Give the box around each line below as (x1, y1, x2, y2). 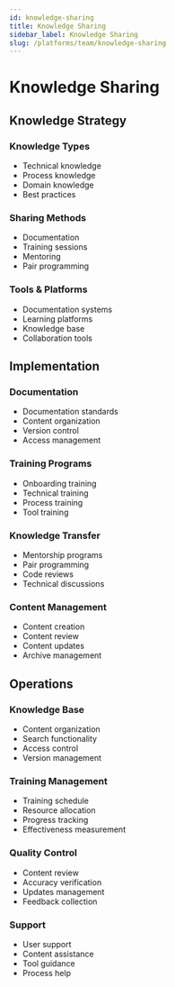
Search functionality (22, 733, 97, 744)
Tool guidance (22, 957, 75, 969)
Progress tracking (22, 815, 89, 826)
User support (22, 938, 72, 949)
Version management (22, 752, 101, 763)
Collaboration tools (22, 333, 92, 343)
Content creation (22, 621, 85, 632)
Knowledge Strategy (9, 113, 127, 128)
